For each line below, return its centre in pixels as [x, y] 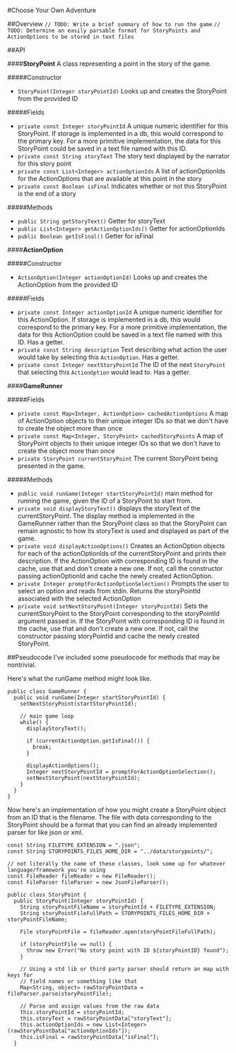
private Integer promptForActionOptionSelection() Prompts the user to [123, 583]
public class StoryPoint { [47, 895]
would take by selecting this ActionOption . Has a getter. [98, 357]
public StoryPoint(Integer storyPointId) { [78, 901]
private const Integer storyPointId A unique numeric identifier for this [123, 126]
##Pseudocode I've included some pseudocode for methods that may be [114, 657]
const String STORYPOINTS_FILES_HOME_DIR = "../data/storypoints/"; [110, 851]
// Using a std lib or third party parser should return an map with [125, 969]
